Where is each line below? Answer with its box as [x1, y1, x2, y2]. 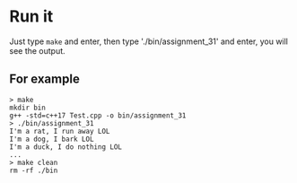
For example [9, 72, 81, 87]
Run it [9, 6, 54, 27]
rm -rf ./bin [9, 166, 58, 175]
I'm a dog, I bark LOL [9, 135, 94, 144]
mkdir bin [9, 103, 47, 112]
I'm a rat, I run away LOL [9, 126, 110, 135]
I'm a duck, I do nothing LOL [9, 142, 123, 152]
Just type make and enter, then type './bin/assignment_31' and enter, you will [9, 36, 289, 47]
